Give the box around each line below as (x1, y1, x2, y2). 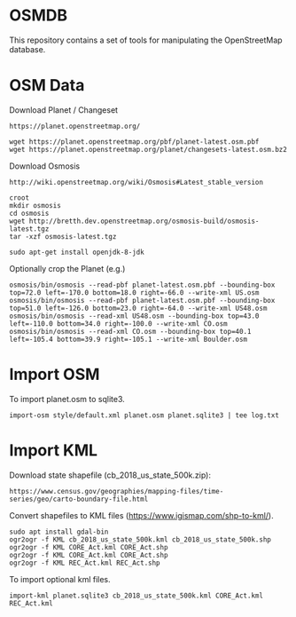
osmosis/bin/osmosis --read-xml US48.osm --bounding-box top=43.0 (9, 312, 260, 320)
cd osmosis (9, 209, 50, 218)
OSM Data (9, 75, 85, 96)
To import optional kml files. (9, 573, 111, 584)
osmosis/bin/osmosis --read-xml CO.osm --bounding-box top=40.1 (9, 327, 252, 336)
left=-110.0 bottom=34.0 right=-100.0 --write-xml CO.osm (9, 319, 228, 328)
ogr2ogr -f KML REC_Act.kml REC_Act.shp (9, 558, 161, 567)
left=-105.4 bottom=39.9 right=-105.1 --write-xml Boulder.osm (9, 335, 248, 344)
